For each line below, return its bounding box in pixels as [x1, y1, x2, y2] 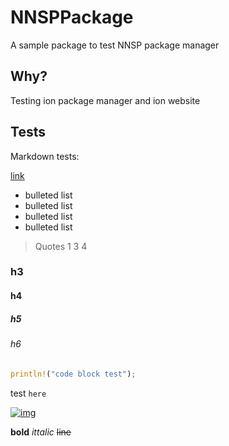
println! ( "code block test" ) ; [10, 369, 137, 379]
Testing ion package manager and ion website [10, 94, 201, 106]
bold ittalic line [10, 426, 72, 438]
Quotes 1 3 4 [34, 240, 88, 252]
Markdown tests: [10, 150, 80, 162]
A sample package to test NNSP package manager [10, 39, 220, 51]
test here [10, 387, 47, 399]
